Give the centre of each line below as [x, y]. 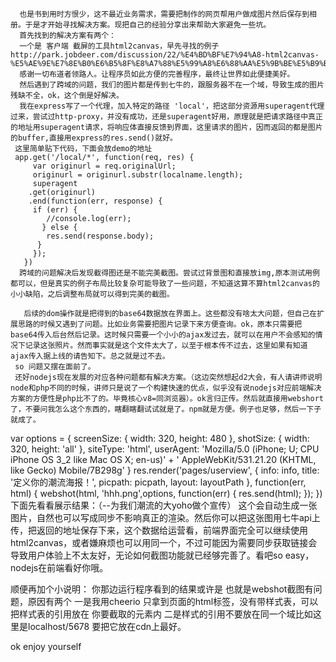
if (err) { [55, 210]
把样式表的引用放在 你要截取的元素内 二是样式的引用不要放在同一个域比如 [161, 614]
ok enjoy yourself [46, 646]
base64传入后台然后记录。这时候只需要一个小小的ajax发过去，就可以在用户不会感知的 [163, 335]
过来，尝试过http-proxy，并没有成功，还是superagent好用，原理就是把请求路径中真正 [166, 117]
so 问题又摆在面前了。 [55, 367]
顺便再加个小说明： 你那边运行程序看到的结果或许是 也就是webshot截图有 [162, 589]
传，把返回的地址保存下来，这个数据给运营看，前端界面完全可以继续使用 [159, 530]
